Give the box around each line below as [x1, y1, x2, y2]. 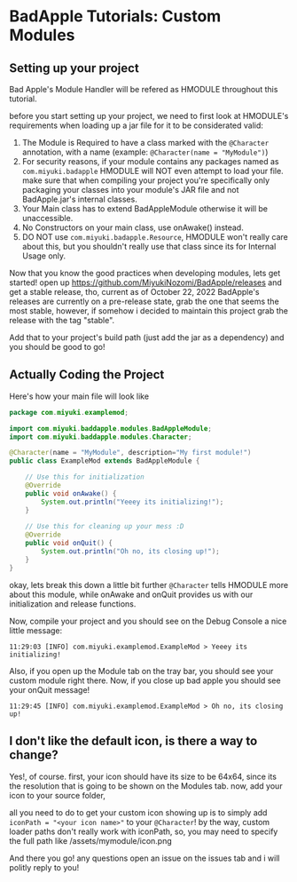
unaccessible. [21, 213, 74, 223]
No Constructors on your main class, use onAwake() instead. [21, 222, 244, 233]
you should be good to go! [9, 342, 106, 352]
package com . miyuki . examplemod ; [9, 408, 129, 417]
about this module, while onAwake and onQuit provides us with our [9, 589, 254, 600]
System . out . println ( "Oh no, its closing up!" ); [41, 547, 220, 556]
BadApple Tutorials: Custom [9, 6, 222, 27]
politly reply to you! [9, 862, 80, 872]
